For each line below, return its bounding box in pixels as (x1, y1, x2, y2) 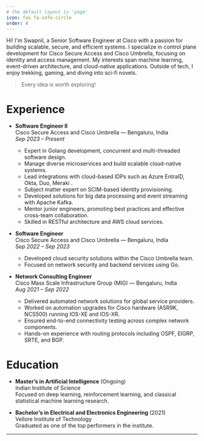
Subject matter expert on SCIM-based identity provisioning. (24, 186, 174, 193)
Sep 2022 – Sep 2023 (15, 243, 70, 250)
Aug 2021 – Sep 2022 (15, 286, 69, 293)
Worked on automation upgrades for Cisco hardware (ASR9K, (24, 304, 178, 311)
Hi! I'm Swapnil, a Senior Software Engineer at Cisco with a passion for (6, 37, 183, 44)
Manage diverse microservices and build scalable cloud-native (24, 160, 182, 167)
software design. (24, 153, 67, 161)
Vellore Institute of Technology (15, 415, 92, 423)
